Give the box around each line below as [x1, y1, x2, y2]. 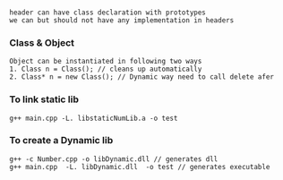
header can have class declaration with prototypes [9, 8, 206, 17]
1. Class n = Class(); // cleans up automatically [9, 64, 202, 74]
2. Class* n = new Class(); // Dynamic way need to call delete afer [9, 73, 275, 81]
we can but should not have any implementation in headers [9, 15, 235, 25]
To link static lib [9, 93, 79, 106]
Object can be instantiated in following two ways [9, 57, 202, 66]
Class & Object [9, 36, 74, 48]
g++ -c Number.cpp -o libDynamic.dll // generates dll [9, 154, 219, 164]
